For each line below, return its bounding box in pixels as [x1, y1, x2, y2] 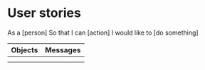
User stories [7, 5, 82, 21]
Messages [45, 45, 81, 54]
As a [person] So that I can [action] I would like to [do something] [7, 28, 199, 37]
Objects [11, 45, 38, 54]
